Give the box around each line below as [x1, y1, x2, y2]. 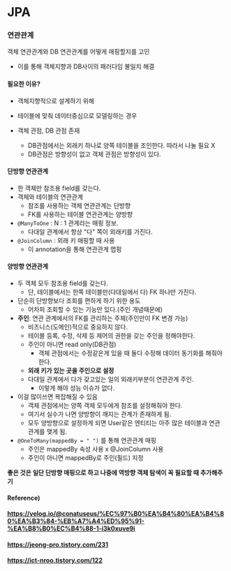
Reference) [7, 494, 40, 502]
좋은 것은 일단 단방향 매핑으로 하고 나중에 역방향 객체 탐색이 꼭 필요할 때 [7, 468, 200, 477]
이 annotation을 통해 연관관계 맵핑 [27, 245, 122, 253]
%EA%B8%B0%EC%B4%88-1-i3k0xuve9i [7, 524, 135, 533]
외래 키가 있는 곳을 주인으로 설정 [27, 366, 114, 375]
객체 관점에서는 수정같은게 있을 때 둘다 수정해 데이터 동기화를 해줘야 [38, 349, 223, 357]
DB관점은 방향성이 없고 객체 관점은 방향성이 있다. [27, 149, 162, 158]
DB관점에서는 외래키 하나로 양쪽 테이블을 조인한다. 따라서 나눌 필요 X [27, 141, 216, 149]
